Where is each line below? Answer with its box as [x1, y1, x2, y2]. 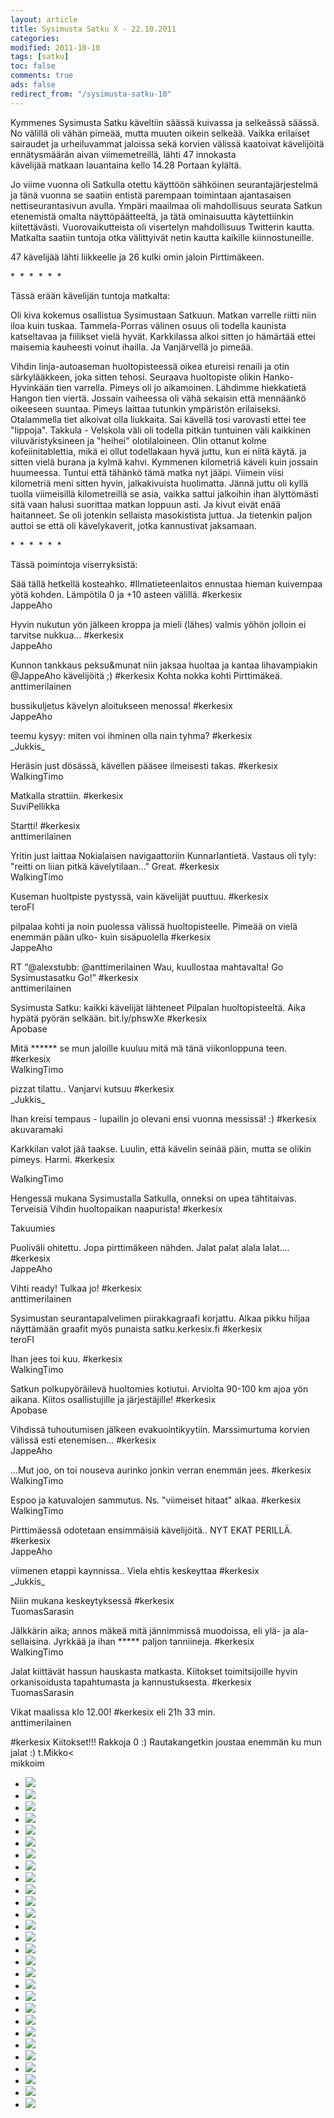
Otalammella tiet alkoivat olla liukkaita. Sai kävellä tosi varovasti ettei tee [10, 413, 307, 425]
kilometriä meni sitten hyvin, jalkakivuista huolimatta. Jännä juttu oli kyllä [10, 477, 309, 489]
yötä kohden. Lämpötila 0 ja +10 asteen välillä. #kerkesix [10, 588, 243, 600]
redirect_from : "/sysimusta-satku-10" [10, 89, 172, 99]
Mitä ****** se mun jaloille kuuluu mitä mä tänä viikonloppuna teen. [10, 1042, 287, 1054]
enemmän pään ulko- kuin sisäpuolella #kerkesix [10, 931, 212, 943]
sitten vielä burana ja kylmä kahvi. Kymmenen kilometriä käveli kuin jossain [10, 456, 318, 468]
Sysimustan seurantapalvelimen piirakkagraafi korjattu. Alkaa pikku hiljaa [10, 1312, 311, 1324]
